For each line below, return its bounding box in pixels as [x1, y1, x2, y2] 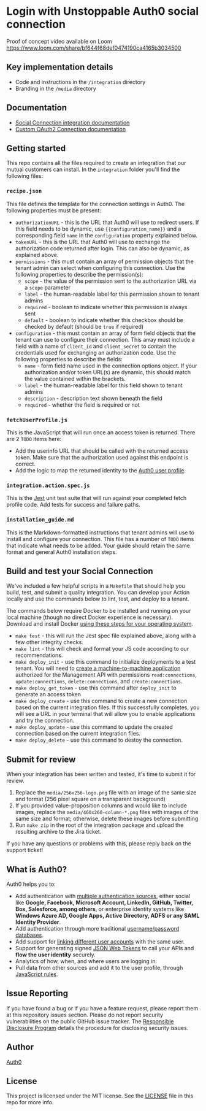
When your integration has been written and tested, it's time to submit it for [6, 771, 196, 778]
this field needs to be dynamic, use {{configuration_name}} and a [15, 225, 181, 233]
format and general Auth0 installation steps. [6, 548, 117, 556]
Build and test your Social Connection [6, 566, 153, 576]
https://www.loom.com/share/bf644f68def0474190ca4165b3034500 [6, 44, 181, 52]
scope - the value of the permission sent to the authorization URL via [24, 277, 197, 285]
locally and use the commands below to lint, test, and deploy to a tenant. [6, 595, 189, 602]
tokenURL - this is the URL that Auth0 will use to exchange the [15, 238, 170, 245]
